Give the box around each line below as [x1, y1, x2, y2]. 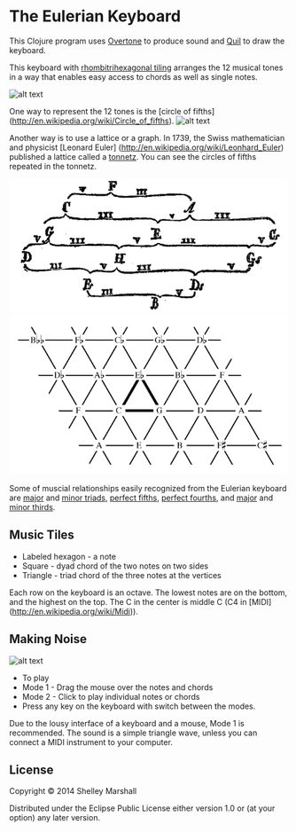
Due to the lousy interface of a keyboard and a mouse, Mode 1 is [9, 718, 245, 728]
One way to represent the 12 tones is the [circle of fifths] [9, 106, 215, 116]
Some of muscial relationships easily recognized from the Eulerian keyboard [9, 483, 287, 494]
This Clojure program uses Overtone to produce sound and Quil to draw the [9, 35, 285, 46]
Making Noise [9, 632, 87, 647]
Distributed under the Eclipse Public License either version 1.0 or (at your [9, 803, 276, 813]
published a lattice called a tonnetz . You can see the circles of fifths [9, 151, 257, 161]
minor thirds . [9, 502, 56, 513]
